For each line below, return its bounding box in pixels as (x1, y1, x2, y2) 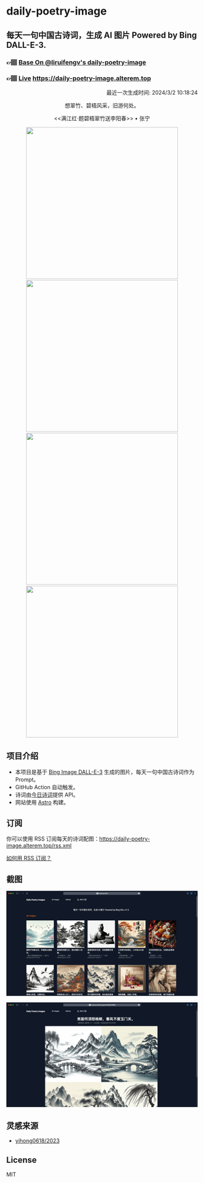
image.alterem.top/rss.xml (6, 842, 72, 849)
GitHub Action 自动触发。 (15, 783, 79, 790)
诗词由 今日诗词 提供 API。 (15, 791, 79, 798)
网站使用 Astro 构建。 (15, 798, 69, 805)
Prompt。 (15, 776, 39, 783)
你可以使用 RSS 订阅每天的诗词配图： (6, 835, 100, 842)
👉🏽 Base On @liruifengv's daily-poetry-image (6, 58, 146, 66)
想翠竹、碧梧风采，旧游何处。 (64, 101, 140, 109)
